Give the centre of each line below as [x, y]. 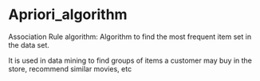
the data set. [29, 44]
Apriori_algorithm [68, 15]
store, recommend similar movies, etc [70, 68]
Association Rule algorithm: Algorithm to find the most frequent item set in [130, 37]
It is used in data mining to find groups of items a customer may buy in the [130, 60]
